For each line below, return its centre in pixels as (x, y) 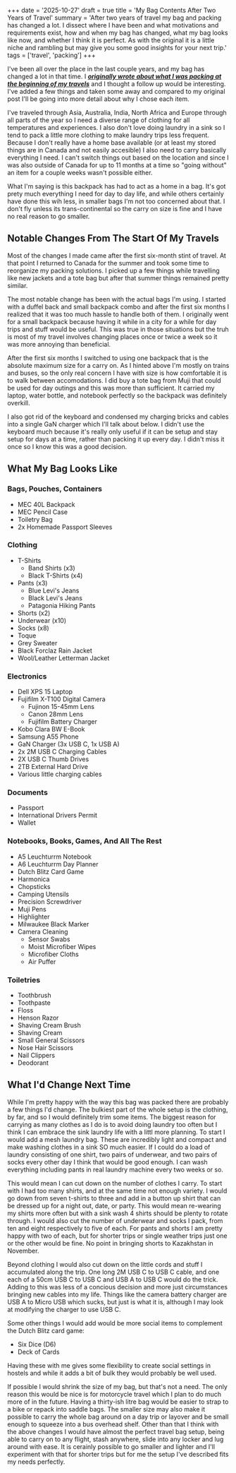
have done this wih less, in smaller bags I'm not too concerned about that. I (116, 201)
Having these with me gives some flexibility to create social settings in (109, 1365)
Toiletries (24, 979)
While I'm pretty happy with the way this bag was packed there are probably (118, 1102)
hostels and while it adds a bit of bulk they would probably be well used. (112, 1373)
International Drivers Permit (57, 816)
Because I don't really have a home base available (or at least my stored (112, 143)
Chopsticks (34, 886)
